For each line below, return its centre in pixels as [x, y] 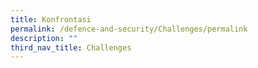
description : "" [44, 38]
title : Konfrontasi [51, 19]
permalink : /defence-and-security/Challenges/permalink [129, 29]
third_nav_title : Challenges [71, 47]
